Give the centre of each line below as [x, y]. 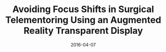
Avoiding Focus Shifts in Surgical [83, 9]
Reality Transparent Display [83, 31]
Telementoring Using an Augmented [83, 20]
